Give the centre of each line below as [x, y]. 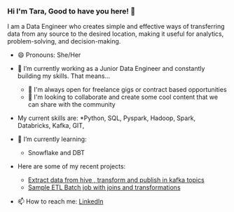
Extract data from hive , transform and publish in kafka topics [116, 180]
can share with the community [71, 105]
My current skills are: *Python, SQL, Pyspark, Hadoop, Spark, [106, 118]
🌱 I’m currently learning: [52, 139]
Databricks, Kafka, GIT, [51, 126]
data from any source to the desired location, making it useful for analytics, [116, 34]
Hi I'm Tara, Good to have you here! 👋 [71, 11]
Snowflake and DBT [56, 153]
